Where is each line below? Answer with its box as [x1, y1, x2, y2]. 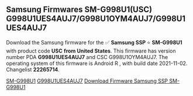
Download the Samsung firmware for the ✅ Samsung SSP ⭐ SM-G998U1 [6, 39, 182, 46]
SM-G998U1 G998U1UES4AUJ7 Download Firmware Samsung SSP [6, 77, 168, 84]
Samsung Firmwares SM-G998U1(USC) [6, 5, 153, 15]
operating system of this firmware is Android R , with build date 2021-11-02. [6, 60, 188, 67]
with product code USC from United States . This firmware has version [6, 47, 177, 54]
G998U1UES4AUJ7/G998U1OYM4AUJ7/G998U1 [6, 14, 186, 24]
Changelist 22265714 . [6, 66, 60, 73]
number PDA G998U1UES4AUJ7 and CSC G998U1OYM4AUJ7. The [6, 53, 168, 60]
